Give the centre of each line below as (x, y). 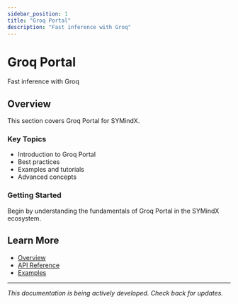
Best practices (39, 162)
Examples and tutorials (51, 170)
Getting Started (34, 195)
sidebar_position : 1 (38, 14)
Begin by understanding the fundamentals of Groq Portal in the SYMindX (113, 211)
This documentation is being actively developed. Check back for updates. (115, 293)
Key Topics (27, 139)
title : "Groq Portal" (39, 21)
